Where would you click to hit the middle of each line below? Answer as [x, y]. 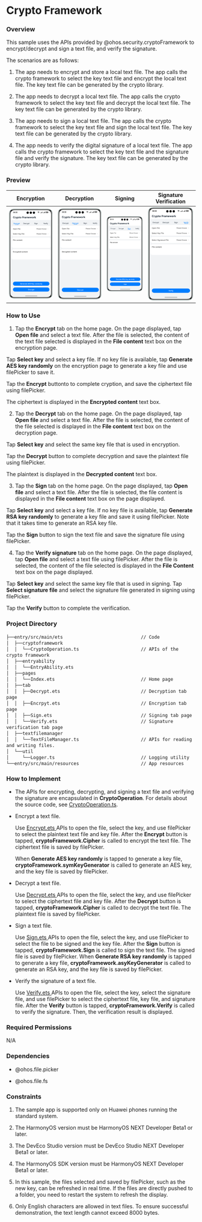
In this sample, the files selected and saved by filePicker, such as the [100, 1182]
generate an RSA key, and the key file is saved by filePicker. [89, 969]
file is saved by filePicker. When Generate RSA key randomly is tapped [103, 957]
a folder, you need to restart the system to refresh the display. [91, 1194]
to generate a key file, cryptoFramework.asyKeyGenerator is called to [103, 963]
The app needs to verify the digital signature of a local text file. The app [103, 146]
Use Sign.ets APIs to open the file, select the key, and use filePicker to [102, 937]
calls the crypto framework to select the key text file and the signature [102, 152]
